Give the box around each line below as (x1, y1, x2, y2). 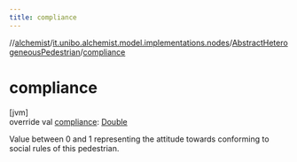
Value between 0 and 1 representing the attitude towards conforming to (9, 134, 270, 144)
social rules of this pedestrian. (9, 143, 120, 153)
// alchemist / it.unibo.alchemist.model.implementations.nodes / (9, 37, 233, 48)
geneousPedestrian (9, 46, 81, 58)
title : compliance (9, 12, 77, 22)
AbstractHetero (231, 37, 288, 48)
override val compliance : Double (9, 116, 129, 127)
